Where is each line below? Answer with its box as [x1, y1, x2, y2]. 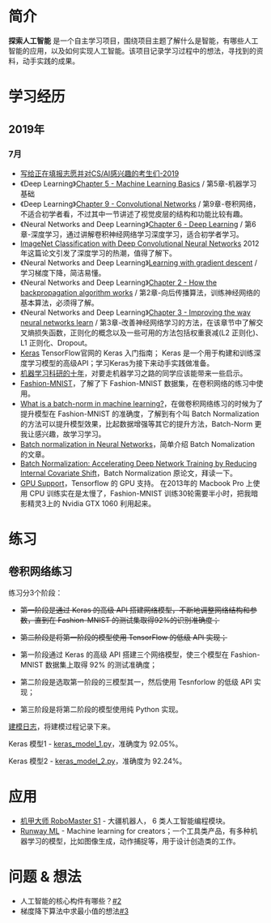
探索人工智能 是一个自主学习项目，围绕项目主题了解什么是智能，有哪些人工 [8, 36, 259, 45]
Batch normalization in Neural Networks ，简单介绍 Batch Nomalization [19, 439, 256, 449]
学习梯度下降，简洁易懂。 [19, 268, 106, 277]
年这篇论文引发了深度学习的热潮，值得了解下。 [19, 248, 176, 258]
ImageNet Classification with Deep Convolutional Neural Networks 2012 [19, 238, 260, 248]
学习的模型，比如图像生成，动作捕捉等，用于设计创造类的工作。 [27, 836, 240, 846]
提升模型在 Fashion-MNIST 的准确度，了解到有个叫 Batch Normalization [19, 409, 260, 419]
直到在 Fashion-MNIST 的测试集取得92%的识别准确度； [34, 615, 220, 625]
